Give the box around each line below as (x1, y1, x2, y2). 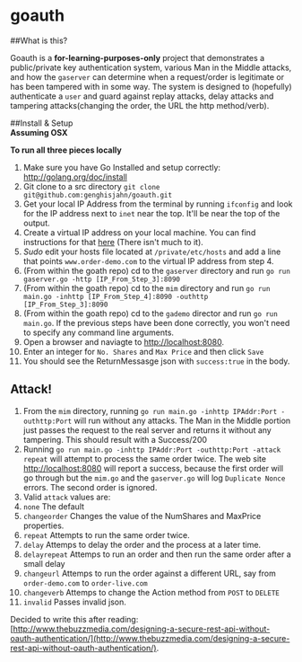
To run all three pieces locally (10, 145, 122, 155)
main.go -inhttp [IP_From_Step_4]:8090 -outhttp (22, 292, 209, 301)
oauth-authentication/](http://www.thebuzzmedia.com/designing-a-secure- (10, 632, 290, 643)
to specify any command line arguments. (22, 327, 174, 338)
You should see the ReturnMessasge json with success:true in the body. (22, 356, 290, 366)
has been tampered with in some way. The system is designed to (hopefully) (10, 81, 292, 92)
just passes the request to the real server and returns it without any (22, 424, 272, 436)
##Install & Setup (10, 118, 73, 128)
